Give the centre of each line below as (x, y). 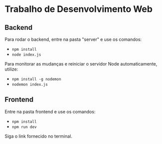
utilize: (11, 69)
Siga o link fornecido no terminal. (39, 136)
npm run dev (24, 127)
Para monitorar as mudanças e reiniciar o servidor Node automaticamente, (81, 64)
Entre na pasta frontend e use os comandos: (50, 111)
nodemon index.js (30, 84)
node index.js (26, 55)
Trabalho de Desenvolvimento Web (79, 9)
